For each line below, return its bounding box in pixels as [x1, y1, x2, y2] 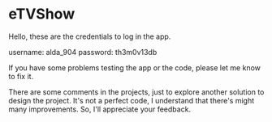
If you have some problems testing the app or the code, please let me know [8, 62, 261, 73]
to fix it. [8, 71, 34, 81]
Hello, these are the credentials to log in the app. [8, 32, 171, 41]
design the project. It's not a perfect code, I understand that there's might [8, 95, 255, 105]
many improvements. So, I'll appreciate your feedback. [8, 104, 192, 114]
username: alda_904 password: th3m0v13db [8, 47, 158, 57]
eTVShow [8, 5, 76, 23]
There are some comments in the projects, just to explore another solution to [8, 86, 265, 97]
